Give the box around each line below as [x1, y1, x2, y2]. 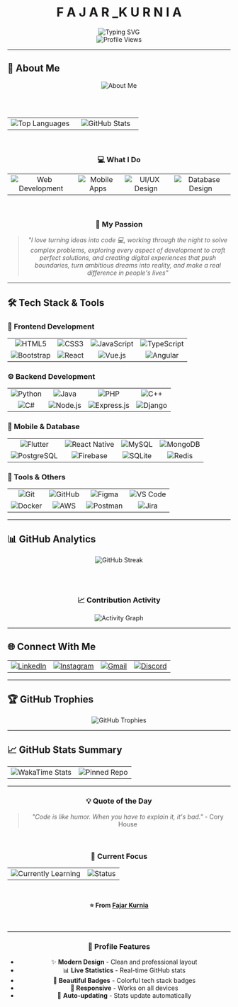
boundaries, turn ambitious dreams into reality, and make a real [34, 261, 222, 270]
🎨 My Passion [95, 219, 143, 229]
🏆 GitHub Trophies [7, 693, 94, 705]
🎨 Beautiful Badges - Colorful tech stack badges [52, 977, 196, 985]
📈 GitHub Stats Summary [7, 744, 123, 756]
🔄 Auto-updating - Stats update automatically [57, 991, 192, 1000]
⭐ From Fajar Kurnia [89, 901, 149, 910]
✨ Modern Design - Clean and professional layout [51, 957, 198, 967]
